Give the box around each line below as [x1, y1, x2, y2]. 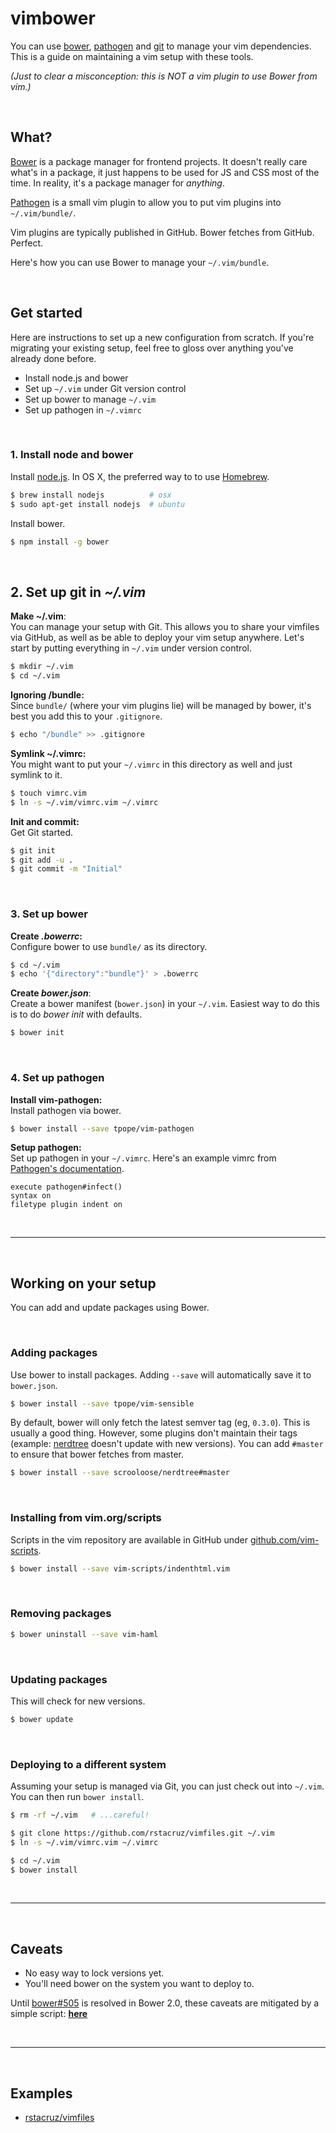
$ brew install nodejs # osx [10, 490, 172, 500]
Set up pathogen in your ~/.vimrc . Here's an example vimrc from [10, 1152, 277, 1164]
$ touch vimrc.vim [10, 788, 87, 798]
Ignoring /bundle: [10, 689, 85, 701]
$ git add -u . [10, 855, 74, 865]
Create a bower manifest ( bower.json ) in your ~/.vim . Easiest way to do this [10, 998, 320, 1010]
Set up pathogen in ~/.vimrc [24, 403, 142, 416]
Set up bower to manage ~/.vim [24, 393, 157, 405]
